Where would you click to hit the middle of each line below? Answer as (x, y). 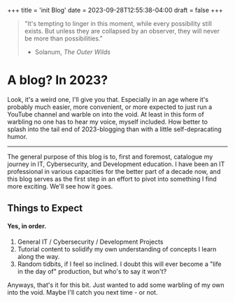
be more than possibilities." (64, 38)
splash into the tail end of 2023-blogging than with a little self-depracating (114, 129)
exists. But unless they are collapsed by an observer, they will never (122, 31)
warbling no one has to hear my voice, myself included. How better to (108, 121)
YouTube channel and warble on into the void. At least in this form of (106, 114)
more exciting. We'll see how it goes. (60, 186)
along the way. (38, 256)
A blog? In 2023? (58, 80)
